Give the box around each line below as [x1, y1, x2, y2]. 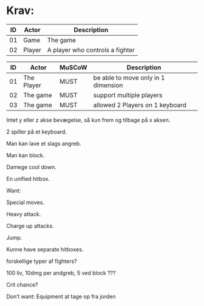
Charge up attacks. [6, 222, 54, 229]
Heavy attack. [6, 210, 41, 217]
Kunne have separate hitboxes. [6, 245, 84, 253]
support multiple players [93, 90, 163, 99]
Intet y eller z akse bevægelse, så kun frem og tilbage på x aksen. [6, 116, 171, 123]
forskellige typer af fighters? [6, 257, 77, 265]
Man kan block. [6, 151, 45, 158]
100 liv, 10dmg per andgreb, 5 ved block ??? [6, 269, 117, 276]
